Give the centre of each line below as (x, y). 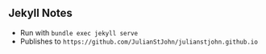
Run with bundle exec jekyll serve (79, 32)
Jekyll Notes (40, 13)
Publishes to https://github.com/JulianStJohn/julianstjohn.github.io (139, 41)
